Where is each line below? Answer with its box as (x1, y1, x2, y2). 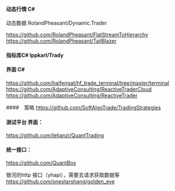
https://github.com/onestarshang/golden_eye (6, 178, 115, 185)
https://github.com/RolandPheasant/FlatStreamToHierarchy (6, 31, 149, 38)
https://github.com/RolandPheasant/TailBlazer (6, 37, 117, 45)
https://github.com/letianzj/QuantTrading (6, 132, 104, 139)
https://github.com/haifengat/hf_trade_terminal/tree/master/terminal (6, 80, 169, 86)
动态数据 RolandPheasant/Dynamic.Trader (6, 19, 107, 26)
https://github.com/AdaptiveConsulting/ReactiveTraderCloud (6, 86, 152, 93)
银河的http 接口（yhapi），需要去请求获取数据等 (6, 172, 120, 179)
